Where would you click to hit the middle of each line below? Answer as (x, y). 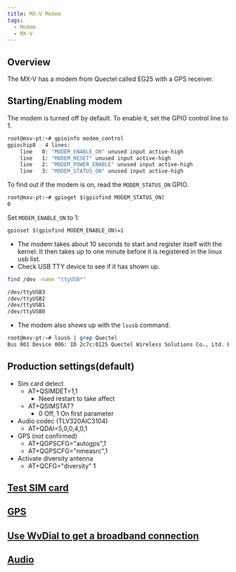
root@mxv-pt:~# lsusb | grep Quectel (63, 338)
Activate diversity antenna (55, 458)
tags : (15, 20)
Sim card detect (40, 383)
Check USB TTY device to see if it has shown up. (88, 266)
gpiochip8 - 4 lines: (39, 145)
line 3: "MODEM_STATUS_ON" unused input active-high (102, 171)
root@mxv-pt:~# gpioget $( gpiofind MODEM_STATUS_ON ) (86, 198)
